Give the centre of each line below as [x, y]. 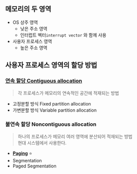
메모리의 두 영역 [28, 9]
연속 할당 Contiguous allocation [44, 81]
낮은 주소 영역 [34, 28]
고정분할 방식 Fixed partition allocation [52, 103]
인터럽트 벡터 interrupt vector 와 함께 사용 [63, 35]
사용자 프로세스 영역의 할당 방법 [51, 65]
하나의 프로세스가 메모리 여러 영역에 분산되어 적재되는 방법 [75, 136]
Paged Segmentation [34, 166]
